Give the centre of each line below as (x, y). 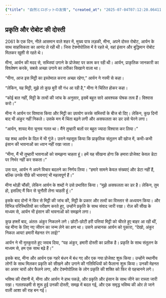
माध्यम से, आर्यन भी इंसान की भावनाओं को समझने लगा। (48, 212)
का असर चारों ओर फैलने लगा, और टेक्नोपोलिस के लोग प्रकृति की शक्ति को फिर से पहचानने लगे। (80, 269)
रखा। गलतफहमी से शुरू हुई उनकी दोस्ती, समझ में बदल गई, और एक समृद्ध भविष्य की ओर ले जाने (80, 285)
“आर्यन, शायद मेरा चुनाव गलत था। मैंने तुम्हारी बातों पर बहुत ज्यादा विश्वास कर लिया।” (72, 129)
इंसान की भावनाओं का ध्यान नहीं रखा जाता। (39, 145)
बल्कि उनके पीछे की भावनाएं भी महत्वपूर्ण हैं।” (40, 175)
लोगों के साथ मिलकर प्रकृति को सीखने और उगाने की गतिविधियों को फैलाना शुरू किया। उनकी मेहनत (82, 264)
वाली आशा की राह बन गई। (26, 291)
